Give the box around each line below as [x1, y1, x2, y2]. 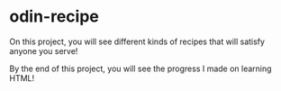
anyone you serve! [9, 45, 78, 56]
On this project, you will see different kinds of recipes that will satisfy [9, 36, 266, 47]
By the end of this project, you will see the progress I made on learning [9, 63, 272, 74]
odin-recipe [9, 6, 99, 27]
